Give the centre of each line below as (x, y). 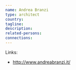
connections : (19, 38)
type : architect (22, 15)
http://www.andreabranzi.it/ (42, 62)
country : (14, 19)
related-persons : (24, 33)
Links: (11, 52)
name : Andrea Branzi (27, 10)
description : (19, 29)
